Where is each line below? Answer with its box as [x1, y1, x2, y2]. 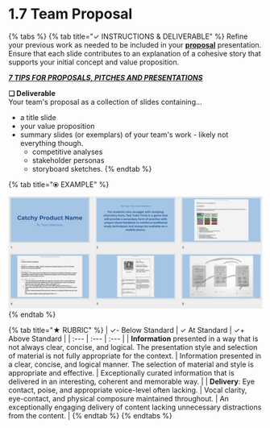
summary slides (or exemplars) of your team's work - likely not [19, 130, 229, 139]
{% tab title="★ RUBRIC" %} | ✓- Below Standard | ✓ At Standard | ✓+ [8, 326, 245, 335]
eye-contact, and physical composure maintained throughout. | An [8, 394, 230, 404]
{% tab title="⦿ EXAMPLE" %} [8, 179, 110, 189]
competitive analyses [31, 147, 103, 156]
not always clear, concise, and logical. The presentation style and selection [8, 343, 258, 352]
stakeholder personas [31, 155, 105, 165]
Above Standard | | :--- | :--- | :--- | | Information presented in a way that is [8, 334, 259, 343]
